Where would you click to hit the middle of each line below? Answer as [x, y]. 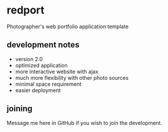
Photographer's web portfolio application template [68, 26]
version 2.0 [29, 59]
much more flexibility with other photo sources [72, 77]
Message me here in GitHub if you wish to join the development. [85, 123]
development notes [43, 45]
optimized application [42, 65]
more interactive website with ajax [57, 72]
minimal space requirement [48, 84]
